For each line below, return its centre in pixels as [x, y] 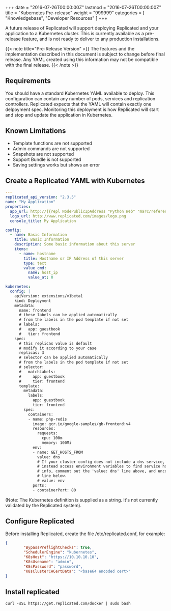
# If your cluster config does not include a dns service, [101, 462]
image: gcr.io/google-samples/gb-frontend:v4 [81, 424]
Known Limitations [36, 131]
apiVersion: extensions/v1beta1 [49, 296]
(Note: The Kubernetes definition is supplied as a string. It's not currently [82, 500]
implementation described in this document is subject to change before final [85, 54]
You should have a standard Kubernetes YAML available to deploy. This [80, 93]
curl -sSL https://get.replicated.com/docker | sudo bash [68, 604]
